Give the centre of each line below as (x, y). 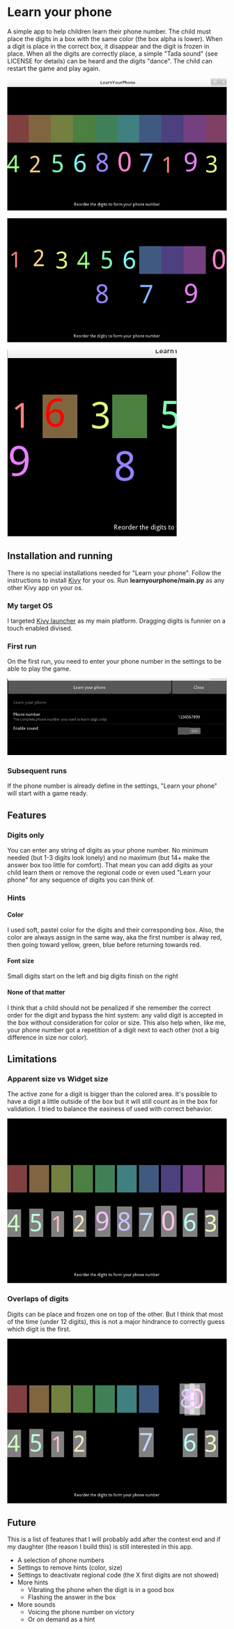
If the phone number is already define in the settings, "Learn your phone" (112, 786)
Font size (21, 960)
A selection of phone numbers (61, 1560)
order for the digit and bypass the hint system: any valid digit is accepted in (115, 1015)
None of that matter (36, 992)
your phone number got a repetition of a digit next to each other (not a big (113, 1030)
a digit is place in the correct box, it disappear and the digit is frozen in (108, 46)
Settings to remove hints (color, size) (70, 1568)
